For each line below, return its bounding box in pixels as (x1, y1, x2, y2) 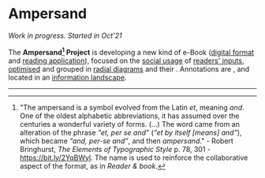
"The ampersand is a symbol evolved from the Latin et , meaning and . (19, 102, 244, 112)
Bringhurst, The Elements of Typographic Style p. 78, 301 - (19, 144, 211, 154)
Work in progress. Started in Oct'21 (8, 31, 122, 40)
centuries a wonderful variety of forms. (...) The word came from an (19, 119, 241, 128)
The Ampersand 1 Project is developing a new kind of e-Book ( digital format (8, 46, 255, 57)
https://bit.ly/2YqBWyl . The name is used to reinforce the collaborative (19, 153, 248, 162)
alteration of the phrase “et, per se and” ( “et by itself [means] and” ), (19, 128, 242, 137)
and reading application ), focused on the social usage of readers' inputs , (8, 56, 244, 65)
